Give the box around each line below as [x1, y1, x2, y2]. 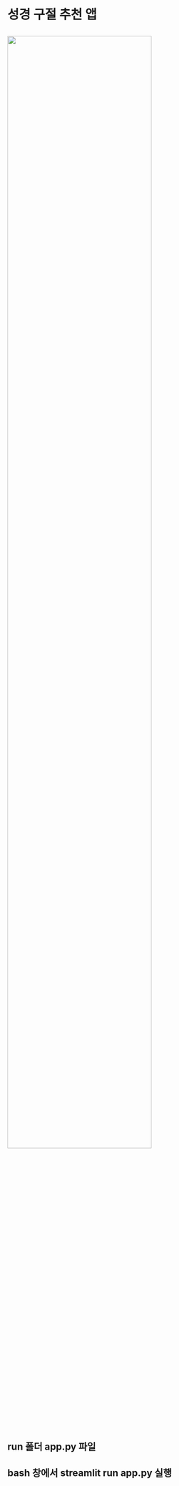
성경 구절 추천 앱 [7, 6, 98, 23]
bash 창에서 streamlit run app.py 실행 [7, 1467, 173, 1480]
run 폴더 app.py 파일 [7, 1440, 96, 1452]
